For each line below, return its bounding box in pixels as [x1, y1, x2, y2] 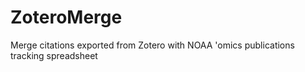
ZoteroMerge [10, 6, 123, 29]
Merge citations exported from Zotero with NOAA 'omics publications [10, 39, 295, 51]
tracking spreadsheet [10, 49, 98, 61]
